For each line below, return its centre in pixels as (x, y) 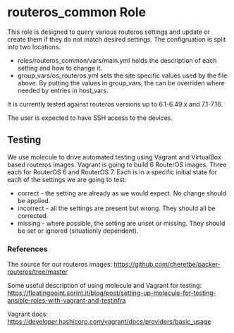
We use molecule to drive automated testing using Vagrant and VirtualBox (115, 157)
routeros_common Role (77, 12)
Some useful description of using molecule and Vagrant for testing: (105, 286)
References (27, 249)
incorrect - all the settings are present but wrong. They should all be (117, 208)
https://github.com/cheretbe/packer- (167, 265)
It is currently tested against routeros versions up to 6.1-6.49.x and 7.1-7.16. (115, 104)
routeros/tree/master (38, 272)
